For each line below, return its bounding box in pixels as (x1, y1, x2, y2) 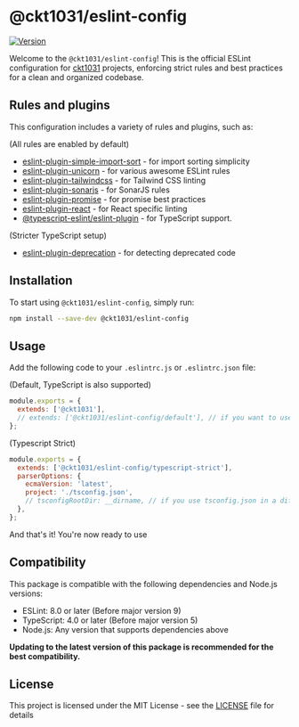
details (9, 710, 34, 721)
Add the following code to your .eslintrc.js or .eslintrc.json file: (9, 363, 256, 373)
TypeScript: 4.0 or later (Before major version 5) (21, 615, 198, 625)
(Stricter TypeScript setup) (9, 230, 107, 241)
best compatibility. (9, 650, 81, 661)
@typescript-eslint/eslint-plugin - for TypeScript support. (21, 212, 232, 224)
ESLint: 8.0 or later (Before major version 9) (21, 605, 182, 616)
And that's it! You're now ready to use (9, 528, 148, 540)
